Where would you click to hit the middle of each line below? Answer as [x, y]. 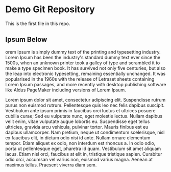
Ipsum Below [26, 40]
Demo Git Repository [50, 9]
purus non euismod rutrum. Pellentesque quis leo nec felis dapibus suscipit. [85, 105]
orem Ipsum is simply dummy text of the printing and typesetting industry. [83, 52]
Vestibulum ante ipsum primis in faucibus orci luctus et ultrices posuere [80, 110]
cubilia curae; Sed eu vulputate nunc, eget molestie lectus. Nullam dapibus [84, 116]
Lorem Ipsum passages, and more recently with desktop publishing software [86, 84]
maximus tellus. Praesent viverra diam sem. [51, 165]
